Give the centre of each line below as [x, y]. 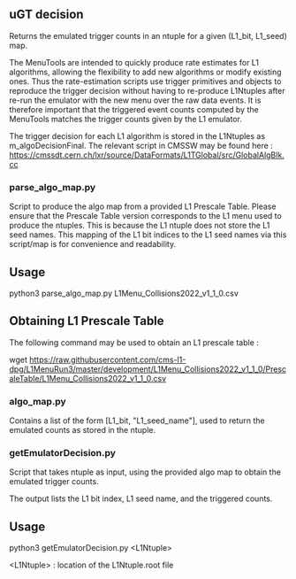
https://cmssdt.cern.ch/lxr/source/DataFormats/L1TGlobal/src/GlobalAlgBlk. [147, 155]
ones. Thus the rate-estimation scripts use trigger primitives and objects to [145, 81]
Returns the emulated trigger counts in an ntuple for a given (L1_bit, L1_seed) [148, 35]
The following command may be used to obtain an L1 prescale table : [134, 342]
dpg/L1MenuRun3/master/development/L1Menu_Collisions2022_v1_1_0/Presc [148, 369]
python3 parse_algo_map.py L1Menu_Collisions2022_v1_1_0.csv [124, 293]
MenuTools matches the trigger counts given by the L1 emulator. [126, 119]
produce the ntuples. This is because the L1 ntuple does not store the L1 [140, 226]
